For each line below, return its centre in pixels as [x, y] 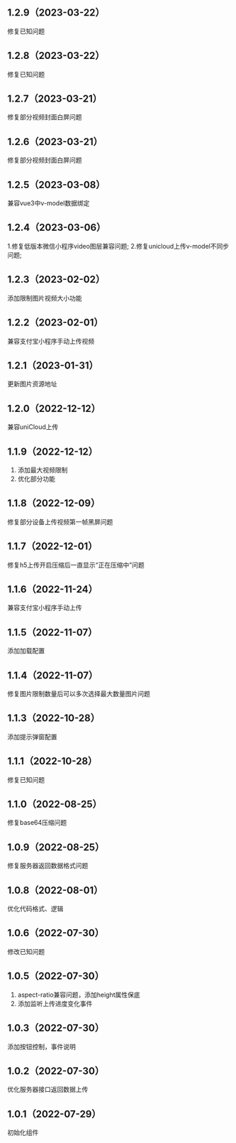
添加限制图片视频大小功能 [45, 298]
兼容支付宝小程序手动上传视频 [51, 341]
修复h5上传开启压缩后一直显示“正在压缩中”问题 [76, 565]
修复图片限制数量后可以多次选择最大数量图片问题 [79, 694]
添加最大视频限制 [43, 470]
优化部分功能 [36, 479]
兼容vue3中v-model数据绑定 [49, 203]
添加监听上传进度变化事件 [55, 1003]
